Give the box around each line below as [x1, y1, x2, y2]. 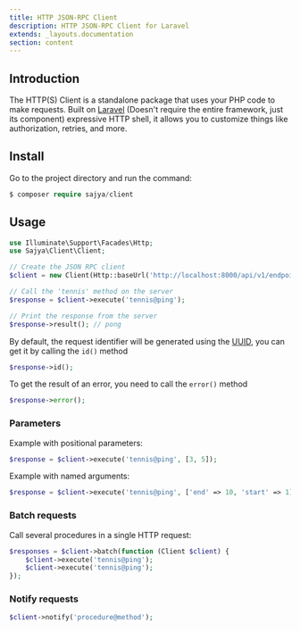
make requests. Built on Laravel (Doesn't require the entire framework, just [9, 104, 284, 115]
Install [9, 149, 45, 164]
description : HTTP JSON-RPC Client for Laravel [9, 21, 190, 30]
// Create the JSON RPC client [9, 262, 126, 272]
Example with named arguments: [9, 470, 130, 482]
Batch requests [9, 510, 78, 522]
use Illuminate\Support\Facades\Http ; [9, 238, 154, 247]
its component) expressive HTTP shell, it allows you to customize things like [9, 113, 288, 125]
